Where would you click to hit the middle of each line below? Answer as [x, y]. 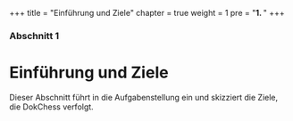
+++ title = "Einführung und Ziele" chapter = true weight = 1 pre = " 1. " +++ [147, 13]
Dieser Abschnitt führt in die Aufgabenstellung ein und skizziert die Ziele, [144, 97]
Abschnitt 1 [34, 36]
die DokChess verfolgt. [51, 107]
